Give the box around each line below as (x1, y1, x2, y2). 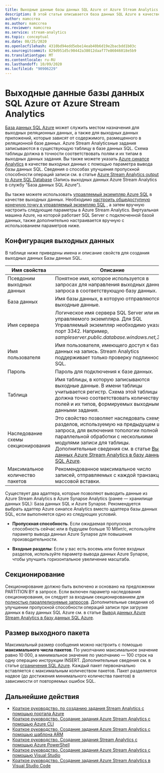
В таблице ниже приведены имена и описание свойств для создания (5, 249, 150, 255)
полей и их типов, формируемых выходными (55, 400, 162, 407)
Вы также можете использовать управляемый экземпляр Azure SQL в (5, 191, 152, 197)
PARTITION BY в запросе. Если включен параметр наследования (5, 589, 141, 595)
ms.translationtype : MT (5, 52, 54, 58)
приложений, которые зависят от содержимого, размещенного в (5, 135, 142, 141)
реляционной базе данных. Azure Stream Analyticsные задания (5, 140, 137, 146)
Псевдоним (7, 275, 35, 282)
